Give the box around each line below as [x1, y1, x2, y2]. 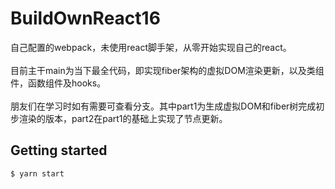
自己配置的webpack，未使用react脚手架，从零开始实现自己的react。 [10, 41, 292, 53]
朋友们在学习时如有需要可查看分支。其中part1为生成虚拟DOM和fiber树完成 [10, 100, 317, 112]
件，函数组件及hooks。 [10, 77, 107, 89]
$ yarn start [10, 168, 65, 179]
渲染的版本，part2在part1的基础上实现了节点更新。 [18, 112, 228, 124]
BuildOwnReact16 [10, 7, 161, 30]
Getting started [10, 142, 108, 159]
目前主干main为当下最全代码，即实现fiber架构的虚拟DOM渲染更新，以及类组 [10, 64, 325, 76]
